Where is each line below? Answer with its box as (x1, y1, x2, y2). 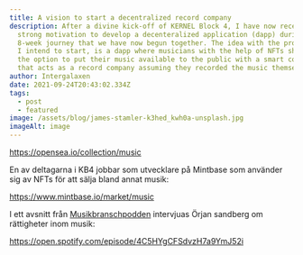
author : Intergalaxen (9, 72, 91, 81)
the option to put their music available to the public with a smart (17, 55, 284, 64)
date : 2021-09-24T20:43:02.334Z (9, 80, 131, 89)
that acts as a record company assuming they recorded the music (17, 64, 269, 73)
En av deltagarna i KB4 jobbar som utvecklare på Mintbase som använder (9, 164, 283, 175)
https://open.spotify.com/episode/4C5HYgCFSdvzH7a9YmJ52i (9, 236, 244, 246)
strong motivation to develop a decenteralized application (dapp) (17, 30, 277, 39)
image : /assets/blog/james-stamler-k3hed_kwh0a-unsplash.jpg (9, 114, 244, 123)
